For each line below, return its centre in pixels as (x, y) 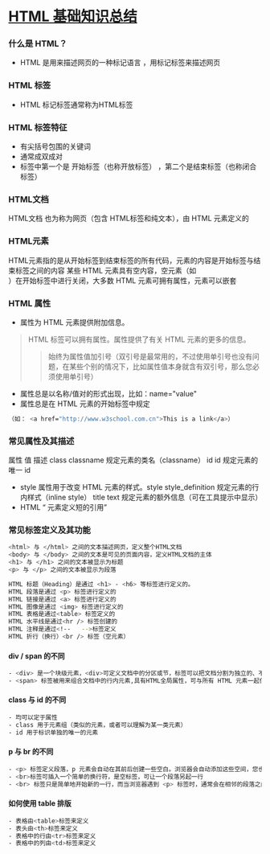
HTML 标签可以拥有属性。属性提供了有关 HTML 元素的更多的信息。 (139, 339)
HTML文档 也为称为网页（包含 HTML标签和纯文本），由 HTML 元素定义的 (129, 219)
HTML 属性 (30, 303)
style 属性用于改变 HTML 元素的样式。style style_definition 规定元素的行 (139, 487)
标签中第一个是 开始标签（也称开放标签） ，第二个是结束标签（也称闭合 (138, 166)
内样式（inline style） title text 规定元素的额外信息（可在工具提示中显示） (141, 497)
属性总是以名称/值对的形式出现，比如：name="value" (108, 393)
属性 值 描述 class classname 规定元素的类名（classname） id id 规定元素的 (133, 460)
